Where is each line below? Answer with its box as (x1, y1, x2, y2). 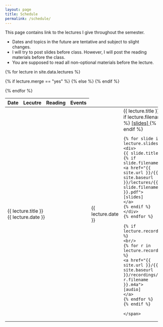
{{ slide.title (123, 150, 159, 156)
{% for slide (123, 136, 154, 142)
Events (70, 99, 87, 106)
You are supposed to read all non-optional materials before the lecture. (12, 59, 154, 66)
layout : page (5, 7, 32, 12)
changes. (12, 44, 31, 50)
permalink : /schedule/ (5, 16, 51, 21)
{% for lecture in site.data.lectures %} (5, 69, 81, 75)
